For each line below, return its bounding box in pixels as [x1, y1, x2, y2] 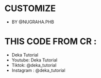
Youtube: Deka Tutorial [11, 57, 58, 63]
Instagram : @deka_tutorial [11, 67, 66, 73]
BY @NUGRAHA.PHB [11, 19, 54, 25]
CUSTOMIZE [4, 3, 56, 14]
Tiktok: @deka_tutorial [11, 62, 57, 68]
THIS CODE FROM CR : [4, 36, 97, 47]
